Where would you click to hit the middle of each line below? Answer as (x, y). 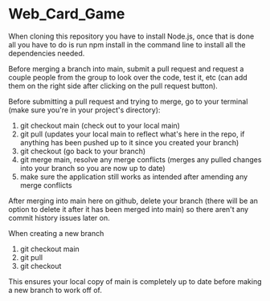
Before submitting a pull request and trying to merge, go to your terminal (128, 101)
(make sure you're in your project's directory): (84, 110)
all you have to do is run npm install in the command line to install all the (127, 44)
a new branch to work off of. (55, 290)
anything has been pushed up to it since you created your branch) (129, 142)
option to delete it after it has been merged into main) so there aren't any (129, 209)
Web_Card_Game (67, 14)
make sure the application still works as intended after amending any (134, 177)
